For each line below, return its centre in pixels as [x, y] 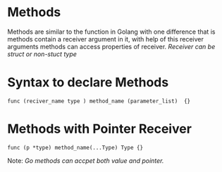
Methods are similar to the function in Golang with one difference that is [111, 32]
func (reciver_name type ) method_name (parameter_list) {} [99, 101]
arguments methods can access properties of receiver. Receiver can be [111, 46]
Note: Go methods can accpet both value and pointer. [86, 160]
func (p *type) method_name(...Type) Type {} [75, 147]
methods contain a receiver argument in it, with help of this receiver [106, 39]
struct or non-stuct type [42, 54]
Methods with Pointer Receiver [100, 129]
